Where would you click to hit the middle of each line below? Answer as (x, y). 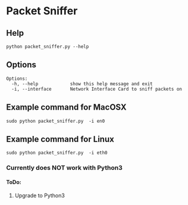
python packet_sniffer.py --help (48, 46)
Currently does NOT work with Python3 (65, 168)
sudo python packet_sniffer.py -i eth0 (57, 153)
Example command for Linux (60, 139)
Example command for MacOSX (66, 108)
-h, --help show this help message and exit (82, 84)
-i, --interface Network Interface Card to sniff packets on (97, 89)
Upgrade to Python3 (40, 195)
